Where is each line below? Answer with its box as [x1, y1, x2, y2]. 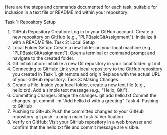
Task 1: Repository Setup [5, 19, 56, 25]
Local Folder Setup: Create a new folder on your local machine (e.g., [12, 45, 153, 50]
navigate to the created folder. [12, 55, 75, 61]
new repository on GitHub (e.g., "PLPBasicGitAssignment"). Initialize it [12, 34, 157, 40]
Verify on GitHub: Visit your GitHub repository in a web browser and [12, 119, 152, 125]
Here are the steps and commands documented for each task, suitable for [5, 4, 157, 10]
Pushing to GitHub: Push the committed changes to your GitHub [12, 108, 144, 114]
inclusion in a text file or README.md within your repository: [5, 9, 129, 15]
